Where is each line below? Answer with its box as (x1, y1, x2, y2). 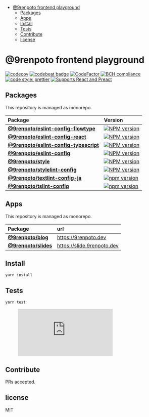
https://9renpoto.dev (57, 234, 107, 241)
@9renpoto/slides (8, 242, 53, 249)
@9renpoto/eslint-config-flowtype (8, 125, 96, 132)
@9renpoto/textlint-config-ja (8, 174, 82, 181)
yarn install (5, 273, 33, 278)
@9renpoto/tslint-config (8, 182, 69, 189)
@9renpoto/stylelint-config (8, 166, 77, 173)
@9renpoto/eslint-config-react (8, 133, 87, 140)
